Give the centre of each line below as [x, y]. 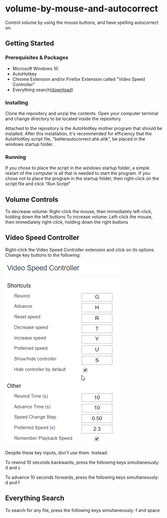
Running [16, 157]
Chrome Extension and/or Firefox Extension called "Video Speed [79, 79]
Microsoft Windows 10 [35, 68]
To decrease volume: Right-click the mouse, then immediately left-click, [79, 212]
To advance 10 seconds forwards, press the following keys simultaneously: [82, 477]
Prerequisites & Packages [37, 58]
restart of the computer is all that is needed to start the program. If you [78, 173]
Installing [17, 103]
